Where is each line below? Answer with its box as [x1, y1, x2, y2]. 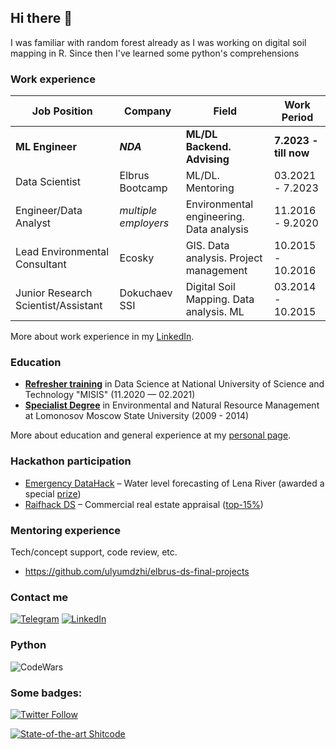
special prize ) [24, 487, 82, 500]
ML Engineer [15, 140, 77, 154]
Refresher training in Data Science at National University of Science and [24, 378, 325, 390]
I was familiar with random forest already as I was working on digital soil [10, 36, 307, 48]
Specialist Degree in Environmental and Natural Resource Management [24, 399, 320, 411]
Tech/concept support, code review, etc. [10, 546, 178, 558]
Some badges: [10, 686, 83, 700]
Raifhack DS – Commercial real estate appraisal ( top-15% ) [24, 498, 264, 510]
